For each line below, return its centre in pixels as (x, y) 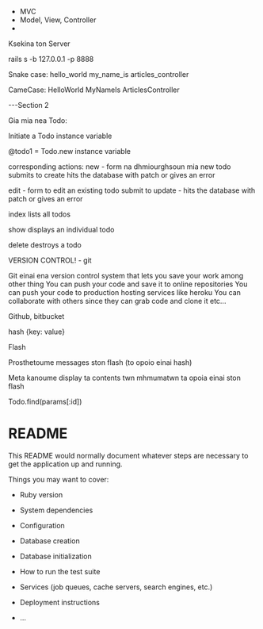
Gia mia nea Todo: (38, 121)
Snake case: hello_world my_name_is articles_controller (99, 74)
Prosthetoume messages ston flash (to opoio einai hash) (100, 362)
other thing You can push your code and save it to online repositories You (128, 284)
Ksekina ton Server (39, 44)
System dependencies (56, 510)
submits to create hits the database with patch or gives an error (112, 175)
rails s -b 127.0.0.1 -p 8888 (51, 59)
